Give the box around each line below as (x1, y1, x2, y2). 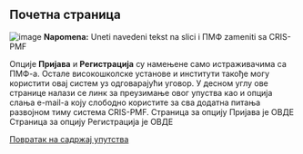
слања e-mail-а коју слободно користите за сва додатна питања (9, 97, 261, 108)
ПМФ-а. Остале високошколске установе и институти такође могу (9, 68, 270, 79)
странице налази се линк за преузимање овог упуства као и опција (9, 87, 273, 98)
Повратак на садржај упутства (9, 133, 129, 144)
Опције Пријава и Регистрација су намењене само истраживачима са (9, 58, 287, 69)
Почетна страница (9, 7, 121, 23)
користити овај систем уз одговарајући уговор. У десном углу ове (9, 77, 268, 89)
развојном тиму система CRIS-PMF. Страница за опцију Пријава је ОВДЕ (9, 106, 294, 117)
